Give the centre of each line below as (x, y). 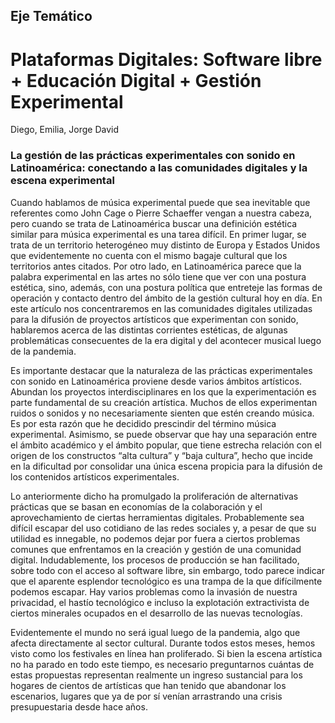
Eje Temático (51, 16)
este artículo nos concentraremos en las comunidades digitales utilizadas (161, 308)
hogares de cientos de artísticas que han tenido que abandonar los (148, 685)
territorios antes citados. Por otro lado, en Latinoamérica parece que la (156, 266)
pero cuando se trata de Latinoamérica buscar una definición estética (154, 223)
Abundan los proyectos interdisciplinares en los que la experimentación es (163, 391)
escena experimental (62, 181)
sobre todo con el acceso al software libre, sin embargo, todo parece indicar (167, 570)
